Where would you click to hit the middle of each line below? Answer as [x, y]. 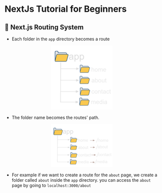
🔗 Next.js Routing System [44, 27]
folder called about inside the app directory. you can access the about [81, 180]
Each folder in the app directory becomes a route [61, 39]
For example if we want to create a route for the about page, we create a [84, 175]
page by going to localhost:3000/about [51, 186]
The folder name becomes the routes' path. [56, 117]
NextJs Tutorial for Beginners [66, 9]
